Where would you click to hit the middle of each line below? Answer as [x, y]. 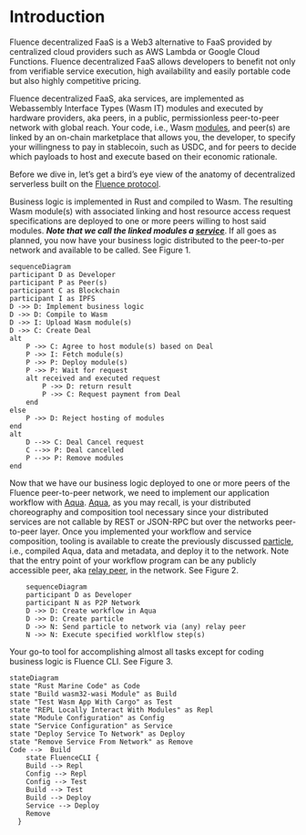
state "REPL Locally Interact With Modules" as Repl [112, 710]
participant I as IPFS [52, 298]
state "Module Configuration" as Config [87, 717]
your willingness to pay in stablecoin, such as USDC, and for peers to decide [153, 147]
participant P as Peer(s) [58, 283]
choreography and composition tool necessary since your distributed [139, 511]
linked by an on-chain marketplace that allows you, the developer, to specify [153, 137]
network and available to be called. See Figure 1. [100, 250]
